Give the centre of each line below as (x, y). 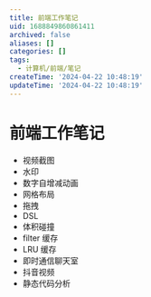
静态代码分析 (46, 283)
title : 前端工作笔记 (44, 18)
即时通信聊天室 (50, 261)
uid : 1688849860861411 (52, 26)
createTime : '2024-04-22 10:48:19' (76, 77)
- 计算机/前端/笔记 (49, 69)
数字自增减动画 (50, 183)
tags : (19, 60)
